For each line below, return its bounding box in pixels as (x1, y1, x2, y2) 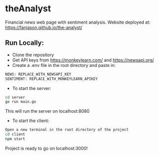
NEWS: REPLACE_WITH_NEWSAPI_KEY (5, 72, 71, 77)
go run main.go (5, 99, 36, 104)
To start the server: (12, 85, 52, 91)
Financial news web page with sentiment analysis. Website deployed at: (5, 19, 151, 25)
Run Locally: (5, 39, 44, 47)
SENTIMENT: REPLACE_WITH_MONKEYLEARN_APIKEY (5, 76, 98, 81)
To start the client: (12, 118, 49, 124)
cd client (5, 132, 26, 137)
